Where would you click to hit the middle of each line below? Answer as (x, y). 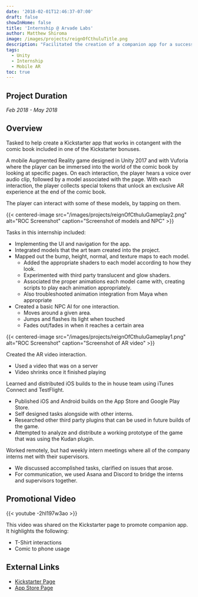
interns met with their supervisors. (48, 456)
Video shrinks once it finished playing (60, 372)
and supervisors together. (46, 480)
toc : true (18, 72)
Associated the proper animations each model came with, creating (104, 281)
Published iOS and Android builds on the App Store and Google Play (97, 401)
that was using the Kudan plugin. (54, 439)
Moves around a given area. (57, 313)
